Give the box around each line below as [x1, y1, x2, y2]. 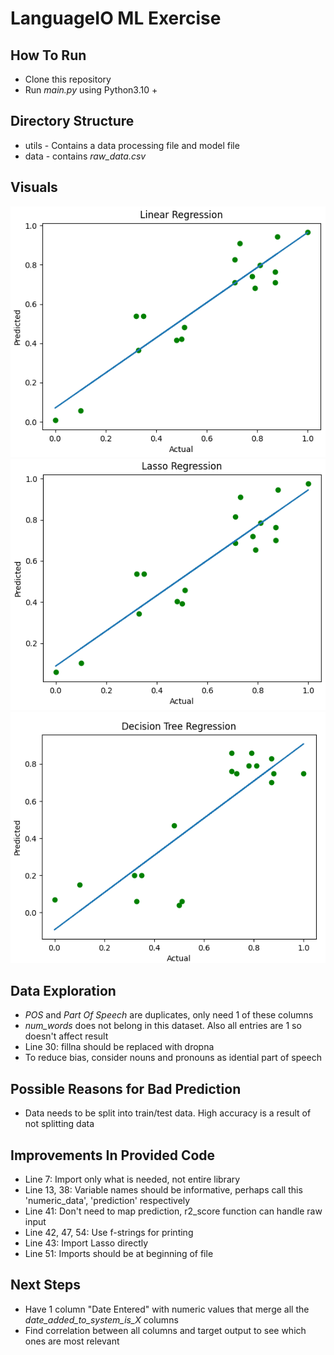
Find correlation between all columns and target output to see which [24, 1324, 307, 1336]
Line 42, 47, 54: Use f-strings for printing [24, 1226, 194, 1238]
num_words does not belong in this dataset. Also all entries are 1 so [24, 1020, 302, 1032]
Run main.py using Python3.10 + [24, 84, 158, 96]
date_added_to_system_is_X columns [24, 1313, 179, 1326]
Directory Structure [10, 113, 135, 130]
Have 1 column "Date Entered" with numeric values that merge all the [24, 1303, 310, 1315]
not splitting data [24, 1118, 95, 1130]
